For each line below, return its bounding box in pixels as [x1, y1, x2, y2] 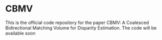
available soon [5, 30, 36, 36]
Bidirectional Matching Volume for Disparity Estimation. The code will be [5, 24, 157, 30]
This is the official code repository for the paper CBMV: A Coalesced [5, 19, 149, 25]
